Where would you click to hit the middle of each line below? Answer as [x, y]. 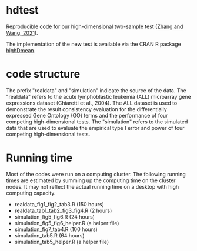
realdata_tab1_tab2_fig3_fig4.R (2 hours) [63, 210]
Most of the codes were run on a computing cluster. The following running [96, 174]
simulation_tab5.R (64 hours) [49, 235]
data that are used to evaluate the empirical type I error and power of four [95, 128]
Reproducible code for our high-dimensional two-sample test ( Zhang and [95, 26]
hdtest [23, 10]
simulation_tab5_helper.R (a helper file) [62, 242]
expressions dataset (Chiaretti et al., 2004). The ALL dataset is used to [92, 103]
